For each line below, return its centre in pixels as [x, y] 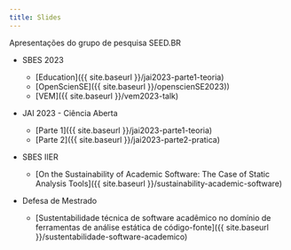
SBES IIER [40, 157]
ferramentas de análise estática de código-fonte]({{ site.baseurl [152, 227]
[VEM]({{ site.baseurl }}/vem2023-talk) [107, 96]
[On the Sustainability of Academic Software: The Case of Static [153, 174]
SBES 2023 [43, 59]
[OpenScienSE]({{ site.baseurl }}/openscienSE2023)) [133, 86]
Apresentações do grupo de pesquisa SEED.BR [95, 43]
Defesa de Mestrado [59, 200]
